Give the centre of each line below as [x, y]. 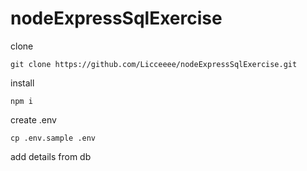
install [22, 83]
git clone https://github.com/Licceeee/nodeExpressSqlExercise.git [154, 64]
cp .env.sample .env [53, 138]
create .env [33, 119]
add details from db [51, 156]
